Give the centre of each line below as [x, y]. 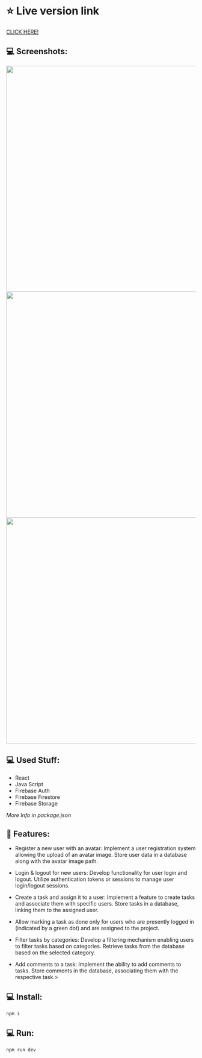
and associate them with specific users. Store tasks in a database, [97, 904]
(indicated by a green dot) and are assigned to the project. [87, 928]
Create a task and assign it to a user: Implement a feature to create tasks [105, 897]
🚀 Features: [28, 834]
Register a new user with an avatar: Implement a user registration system [105, 848]
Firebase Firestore [37, 797]
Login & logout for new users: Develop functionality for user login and [101, 873]
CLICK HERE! [23, 32]
